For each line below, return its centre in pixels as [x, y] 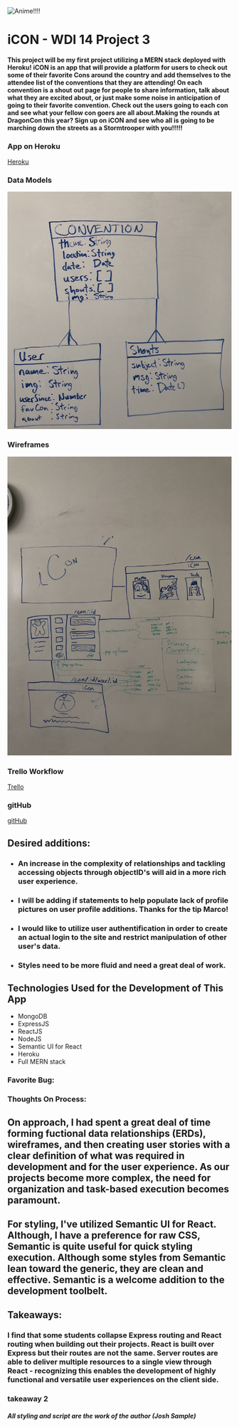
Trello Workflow [36, 771]
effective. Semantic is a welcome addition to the [116, 1279]
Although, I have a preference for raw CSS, [104, 1235]
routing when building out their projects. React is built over [111, 1344]
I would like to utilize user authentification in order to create [123, 928]
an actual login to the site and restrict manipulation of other [122, 937]
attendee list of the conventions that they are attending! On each [105, 83]
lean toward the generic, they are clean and [106, 1269]
